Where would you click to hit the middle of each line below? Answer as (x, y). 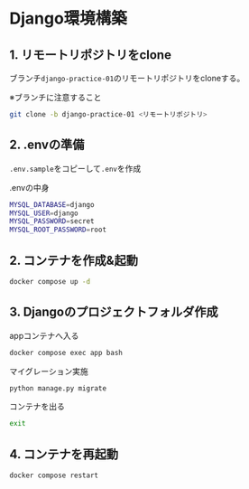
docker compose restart (54, 475)
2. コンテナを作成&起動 (74, 260)
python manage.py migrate (58, 388)
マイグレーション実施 (49, 371)
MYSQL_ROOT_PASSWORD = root (58, 230)
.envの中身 (29, 187)
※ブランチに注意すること (55, 97)
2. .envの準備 (47, 145)
